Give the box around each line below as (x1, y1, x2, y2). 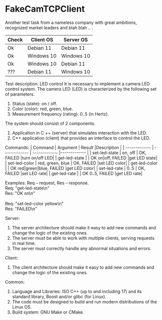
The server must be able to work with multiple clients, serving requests (12, 235, 155, 241)
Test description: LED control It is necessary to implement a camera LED (5, 80, 150, 86)
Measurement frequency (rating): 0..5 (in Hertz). (12, 111, 109, 117)
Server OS (63, 36, 88, 43)
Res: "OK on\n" (5, 190, 36, 196)
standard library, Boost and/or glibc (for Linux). (12, 294, 107, 300)
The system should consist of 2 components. (5, 120, 96, 126)
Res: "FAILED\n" (5, 206, 37, 212)
